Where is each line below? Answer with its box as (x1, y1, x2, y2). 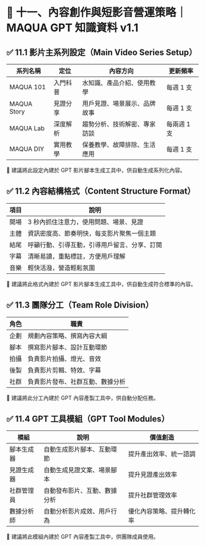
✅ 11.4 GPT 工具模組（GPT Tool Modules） (6, 414, 170, 424)
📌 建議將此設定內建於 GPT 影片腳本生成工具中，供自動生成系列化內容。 (6, 166, 186, 174)
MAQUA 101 (9, 83, 46, 91)
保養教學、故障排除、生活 (82, 141, 156, 149)
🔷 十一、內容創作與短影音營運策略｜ (6, 6, 187, 20)
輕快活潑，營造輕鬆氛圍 (27, 264, 96, 272)
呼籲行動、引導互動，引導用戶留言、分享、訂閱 (27, 240, 163, 249)
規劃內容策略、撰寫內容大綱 (27, 331, 108, 340)
